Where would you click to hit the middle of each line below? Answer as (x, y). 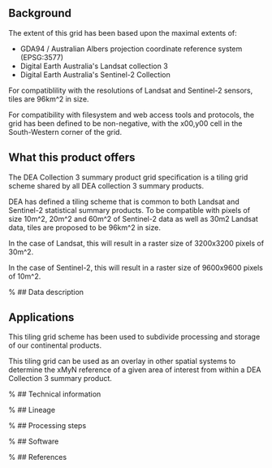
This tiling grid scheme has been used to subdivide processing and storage (134, 337)
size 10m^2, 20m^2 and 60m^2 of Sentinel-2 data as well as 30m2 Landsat (133, 219)
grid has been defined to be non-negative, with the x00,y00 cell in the (125, 123)
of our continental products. (55, 345)
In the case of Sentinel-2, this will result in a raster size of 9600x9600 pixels (136, 267)
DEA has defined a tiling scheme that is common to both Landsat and (124, 201)
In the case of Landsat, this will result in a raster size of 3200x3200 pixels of (136, 243)
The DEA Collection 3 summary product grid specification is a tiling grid (128, 177)
